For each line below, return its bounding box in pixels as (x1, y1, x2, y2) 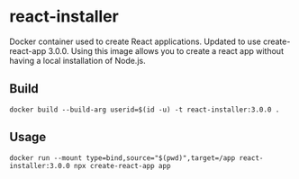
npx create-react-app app (73, 161, 171, 170)
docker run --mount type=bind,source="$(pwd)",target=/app (9, 153, 236, 163)
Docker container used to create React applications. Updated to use (9, 36, 261, 47)
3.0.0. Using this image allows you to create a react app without (48, 45, 284, 56)
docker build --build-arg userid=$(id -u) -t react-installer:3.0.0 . (9, 105, 280, 114)
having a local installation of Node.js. (9, 55, 146, 66)
